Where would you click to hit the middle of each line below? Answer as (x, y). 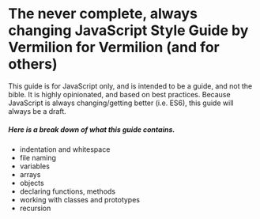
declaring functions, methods (68, 191)
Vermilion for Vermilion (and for (114, 47)
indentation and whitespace (65, 149)
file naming (38, 157)
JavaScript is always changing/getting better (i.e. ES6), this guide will (121, 103)
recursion (35, 208)
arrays (30, 174)
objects (32, 183)
